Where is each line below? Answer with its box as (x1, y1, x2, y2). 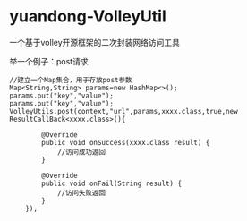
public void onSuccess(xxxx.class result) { (41, 138, 210, 147)
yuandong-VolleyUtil (9, 6, 167, 27)
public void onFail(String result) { (41, 179, 182, 188)
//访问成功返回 (56, 148, 106, 157)
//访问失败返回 (56, 188, 106, 198)
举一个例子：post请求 (9, 55, 89, 66)
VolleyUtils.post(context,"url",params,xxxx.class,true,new (9, 106, 239, 115)
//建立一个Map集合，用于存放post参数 (9, 75, 132, 84)
